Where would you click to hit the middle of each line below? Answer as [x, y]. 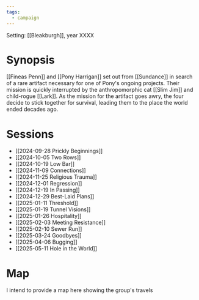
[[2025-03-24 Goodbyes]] [48, 236]
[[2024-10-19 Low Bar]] [45, 164]
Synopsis [31, 60]
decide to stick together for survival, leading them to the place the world [97, 103]
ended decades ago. [32, 109]
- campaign [26, 18]
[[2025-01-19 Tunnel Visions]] [53, 209]
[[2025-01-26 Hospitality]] [48, 216]
